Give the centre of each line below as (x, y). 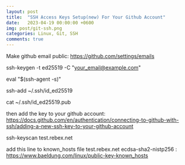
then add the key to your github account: (56, 114)
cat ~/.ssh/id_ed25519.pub (39, 102)
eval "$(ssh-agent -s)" (34, 79)
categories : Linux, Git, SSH (42, 34)
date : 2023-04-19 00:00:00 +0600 (50, 23)
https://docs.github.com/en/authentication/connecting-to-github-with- (92, 120)
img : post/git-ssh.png (34, 28)
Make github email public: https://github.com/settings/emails (80, 56)
